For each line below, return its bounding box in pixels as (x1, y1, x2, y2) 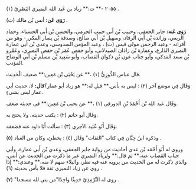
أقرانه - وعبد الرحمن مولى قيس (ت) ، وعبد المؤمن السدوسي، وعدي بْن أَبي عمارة (6, 41, 186, 47)
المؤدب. (6, 59, 24, 66)
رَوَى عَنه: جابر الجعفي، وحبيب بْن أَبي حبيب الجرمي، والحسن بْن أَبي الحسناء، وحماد (6, 28, 187, 35)
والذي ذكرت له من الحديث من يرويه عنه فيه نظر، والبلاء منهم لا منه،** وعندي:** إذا (6, 158, 187, 165)
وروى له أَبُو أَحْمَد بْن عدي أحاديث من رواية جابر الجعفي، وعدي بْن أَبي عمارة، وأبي (6, 146, 183, 152)
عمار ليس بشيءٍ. (6, 89, 44, 95)
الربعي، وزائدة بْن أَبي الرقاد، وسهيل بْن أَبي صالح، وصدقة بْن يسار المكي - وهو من (6, 34, 184, 41)
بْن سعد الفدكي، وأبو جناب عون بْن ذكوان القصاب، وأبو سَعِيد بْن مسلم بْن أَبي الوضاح (6, 53, 190, 60)
